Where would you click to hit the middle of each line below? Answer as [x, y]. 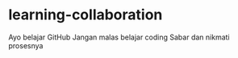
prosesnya [26, 45]
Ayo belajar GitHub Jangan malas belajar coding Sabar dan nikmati [119, 37]
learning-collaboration [86, 15]
